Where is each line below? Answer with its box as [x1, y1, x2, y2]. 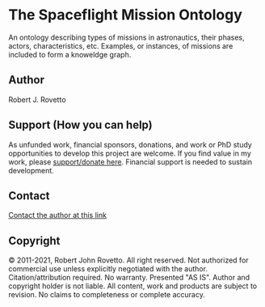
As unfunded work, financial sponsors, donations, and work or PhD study [8, 139, 252, 149]
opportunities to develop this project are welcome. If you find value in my [8, 148, 252, 158]
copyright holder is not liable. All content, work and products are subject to [8, 281, 257, 291]
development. [8, 165, 54, 175]
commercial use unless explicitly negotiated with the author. [8, 264, 208, 274]
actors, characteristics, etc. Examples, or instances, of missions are [8, 41, 233, 50]
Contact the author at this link [8, 211, 107, 220]
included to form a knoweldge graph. [8, 49, 132, 59]
